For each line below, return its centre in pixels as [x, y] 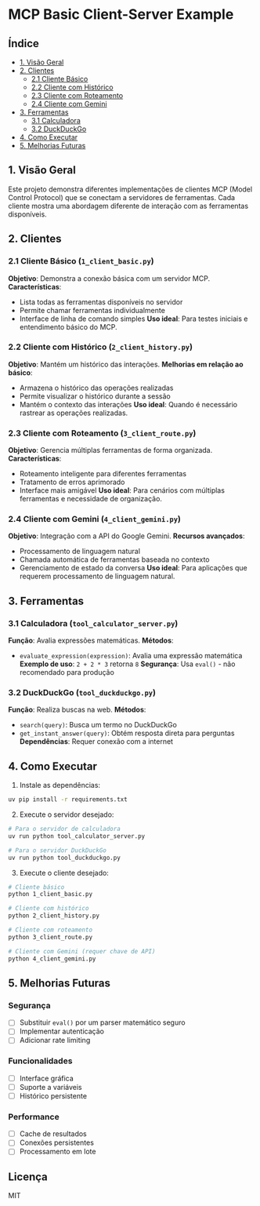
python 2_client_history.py [54, 916]
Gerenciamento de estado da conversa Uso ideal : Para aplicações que [134, 568]
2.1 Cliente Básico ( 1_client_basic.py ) [81, 261]
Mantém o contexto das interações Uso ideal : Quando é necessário [128, 404]
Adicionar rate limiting [55, 1040]
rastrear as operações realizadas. [74, 413]
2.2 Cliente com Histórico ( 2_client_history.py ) [101, 347]
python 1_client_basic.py [50, 894]
